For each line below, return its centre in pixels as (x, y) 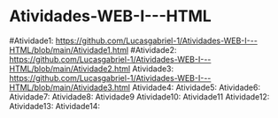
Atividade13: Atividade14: (54, 106)
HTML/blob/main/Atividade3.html (70, 87)
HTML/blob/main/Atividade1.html (69, 49)
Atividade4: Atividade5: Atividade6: (197, 87)
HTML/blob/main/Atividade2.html (70, 69)
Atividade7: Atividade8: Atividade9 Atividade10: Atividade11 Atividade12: (139, 96)
